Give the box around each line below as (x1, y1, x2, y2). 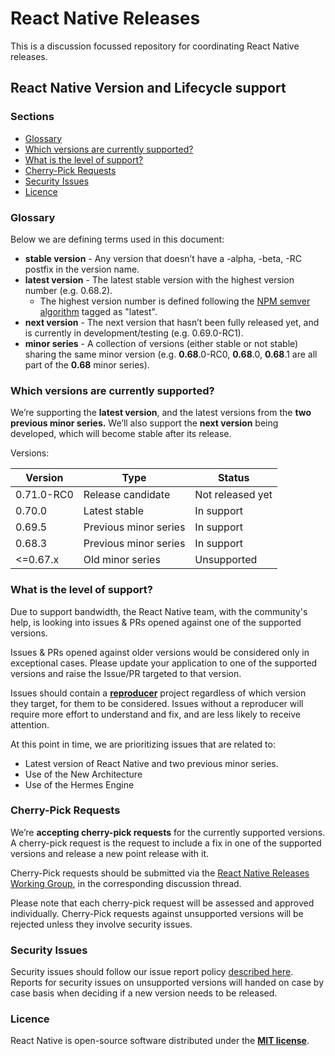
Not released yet (194, 488, 273, 502)
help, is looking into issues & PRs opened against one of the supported (10, 616, 302, 628)
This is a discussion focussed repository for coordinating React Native (10, 40, 300, 52)
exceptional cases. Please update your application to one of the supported (10, 657, 318, 669)
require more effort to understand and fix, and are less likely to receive (10, 708, 301, 720)
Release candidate (83, 488, 171, 502)
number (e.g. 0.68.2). (24, 284, 113, 296)
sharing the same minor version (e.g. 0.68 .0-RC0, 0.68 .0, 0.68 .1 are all (24, 348, 318, 360)
